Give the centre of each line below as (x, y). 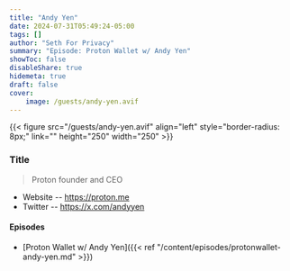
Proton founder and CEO (77, 179)
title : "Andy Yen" (44, 18)
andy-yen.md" (49, 257)
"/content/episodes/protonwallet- (219, 247)
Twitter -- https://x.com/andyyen (83, 206)
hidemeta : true (38, 77)
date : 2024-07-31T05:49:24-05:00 (72, 26)
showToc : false (38, 59)
